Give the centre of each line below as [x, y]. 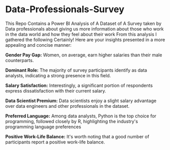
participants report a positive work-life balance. [55, 142]
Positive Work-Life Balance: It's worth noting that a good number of [77, 136]
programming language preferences [43, 127]
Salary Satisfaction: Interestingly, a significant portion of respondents [79, 85]
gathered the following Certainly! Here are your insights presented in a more [85, 40]
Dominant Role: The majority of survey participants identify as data [76, 70]
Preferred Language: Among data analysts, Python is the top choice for [81, 116]
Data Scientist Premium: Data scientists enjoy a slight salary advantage [81, 101]
